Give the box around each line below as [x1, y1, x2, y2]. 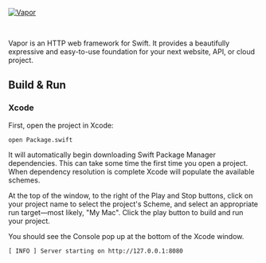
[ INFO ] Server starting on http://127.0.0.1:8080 [8, 247, 183, 255]
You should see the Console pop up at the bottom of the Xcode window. [8, 231, 244, 241]
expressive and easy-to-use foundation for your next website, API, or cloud [8, 47, 256, 56]
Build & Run [8, 78, 66, 92]
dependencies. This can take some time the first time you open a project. [8, 158, 248, 167]
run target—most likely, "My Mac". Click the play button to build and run [8, 207, 244, 217]
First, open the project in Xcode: [8, 120, 114, 130]
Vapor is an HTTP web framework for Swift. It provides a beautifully [8, 38, 230, 48]
